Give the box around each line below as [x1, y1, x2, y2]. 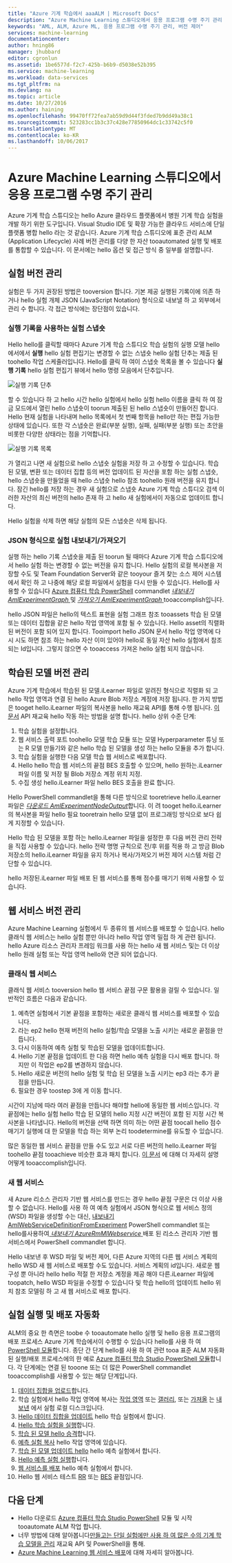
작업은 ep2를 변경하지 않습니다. [38, 1061, 123, 1069]
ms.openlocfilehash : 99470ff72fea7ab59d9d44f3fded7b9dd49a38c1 [8, 112, 193, 119]
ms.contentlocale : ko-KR [8, 132, 79, 138]
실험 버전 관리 [8, 268, 63, 280]
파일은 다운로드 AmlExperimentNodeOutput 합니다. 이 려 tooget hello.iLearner [8, 801, 222, 810]
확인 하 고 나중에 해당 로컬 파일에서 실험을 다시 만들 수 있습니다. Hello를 [20, 578, 213, 587]
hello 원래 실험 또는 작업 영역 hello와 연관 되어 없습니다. [8, 950, 158, 958]
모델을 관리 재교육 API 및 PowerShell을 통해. [25, 1540, 146, 1548]
